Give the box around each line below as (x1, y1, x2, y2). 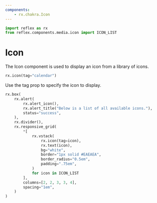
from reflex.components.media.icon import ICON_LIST (5, 30, 117, 35)
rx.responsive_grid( (14, 124, 57, 130)
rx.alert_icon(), (23, 101, 59, 106)
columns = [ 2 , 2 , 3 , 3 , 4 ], (23, 180, 77, 185)
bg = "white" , (40, 148, 66, 153)
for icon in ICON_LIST (31, 171, 79, 176)
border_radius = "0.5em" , (40, 157, 91, 162)
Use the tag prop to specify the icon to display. (5, 82, 101, 88)
